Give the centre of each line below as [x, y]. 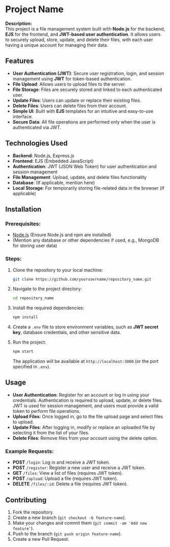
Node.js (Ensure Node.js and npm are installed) [62, 235]
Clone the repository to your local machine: [58, 270]
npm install [25, 317]
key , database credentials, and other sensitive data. [67, 332]
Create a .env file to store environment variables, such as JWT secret [86, 327]
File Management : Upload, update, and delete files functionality [80, 177]
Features [20, 61]
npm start [23, 352]
